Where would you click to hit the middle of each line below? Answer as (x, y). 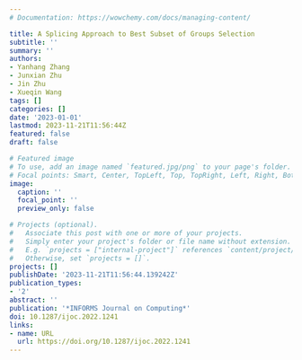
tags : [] (26, 101)
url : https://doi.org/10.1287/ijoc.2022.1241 (104, 342)
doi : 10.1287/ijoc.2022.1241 (64, 316)
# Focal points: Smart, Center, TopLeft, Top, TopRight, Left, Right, (144, 175)
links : (22, 325)
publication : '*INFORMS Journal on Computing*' (100, 308)
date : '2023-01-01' (46, 118)
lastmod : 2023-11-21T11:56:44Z (68, 126)
